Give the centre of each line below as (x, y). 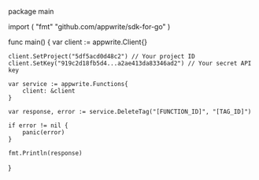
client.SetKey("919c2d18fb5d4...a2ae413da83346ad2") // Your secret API (130, 63)
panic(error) (44, 133)
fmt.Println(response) (45, 153)
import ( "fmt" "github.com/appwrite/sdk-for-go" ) (89, 26)
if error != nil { (38, 126)
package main (31, 11)
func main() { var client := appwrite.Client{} (78, 42)
